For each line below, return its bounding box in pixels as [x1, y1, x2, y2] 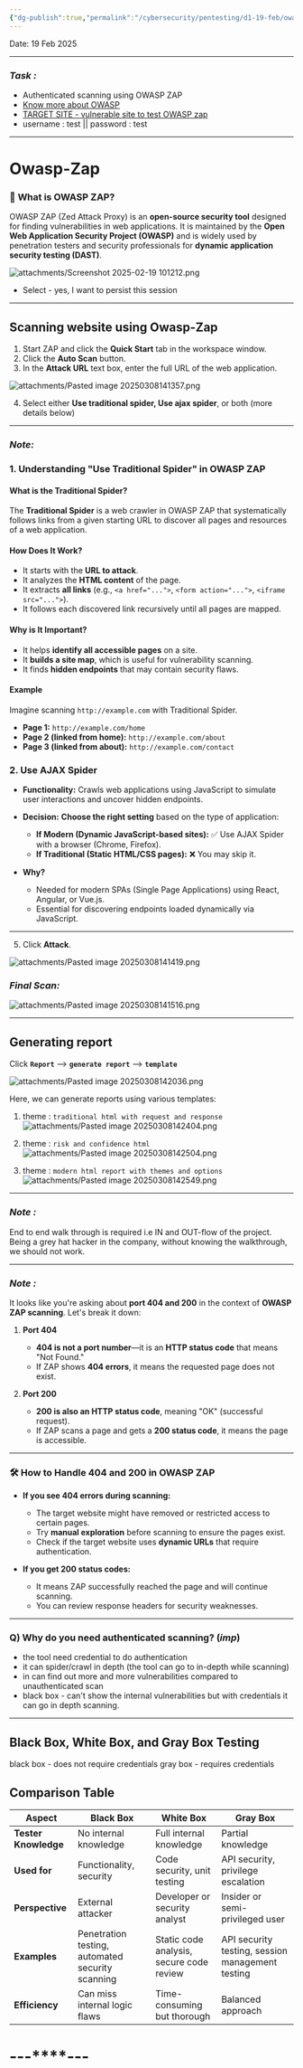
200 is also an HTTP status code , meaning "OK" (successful [35, 1405, 263, 1416]
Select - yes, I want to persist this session [22, 285, 178, 296]
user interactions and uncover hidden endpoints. [22, 794, 204, 805]
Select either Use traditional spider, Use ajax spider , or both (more [22, 398, 273, 409]
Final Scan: [9, 979, 60, 992]
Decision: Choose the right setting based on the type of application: [22, 811, 280, 823]
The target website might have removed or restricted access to [35, 1507, 271, 1519]
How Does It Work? [9, 544, 83, 556]
